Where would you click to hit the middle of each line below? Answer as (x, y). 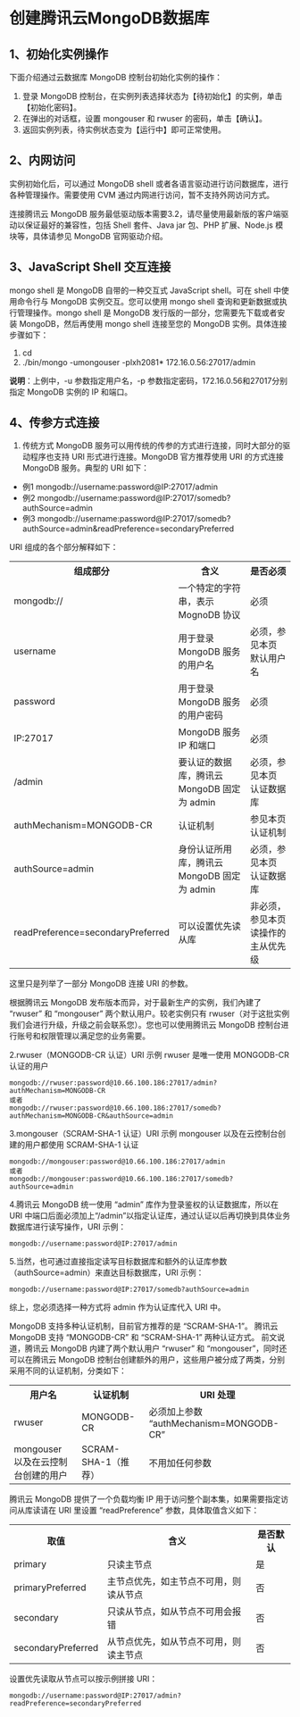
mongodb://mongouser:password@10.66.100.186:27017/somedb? (121, 1179)
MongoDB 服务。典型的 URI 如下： (86, 468)
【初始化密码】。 (52, 107)
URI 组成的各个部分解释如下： (64, 547)
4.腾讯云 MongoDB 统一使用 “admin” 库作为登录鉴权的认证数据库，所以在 (144, 1204)
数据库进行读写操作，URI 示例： (68, 1227)
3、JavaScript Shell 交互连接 (90, 267)
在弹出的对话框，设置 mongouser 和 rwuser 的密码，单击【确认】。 (145, 118)
